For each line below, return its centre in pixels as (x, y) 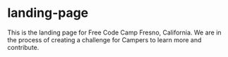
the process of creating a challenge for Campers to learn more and (104, 39)
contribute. (23, 47)
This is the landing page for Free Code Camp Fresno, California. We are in (114, 32)
